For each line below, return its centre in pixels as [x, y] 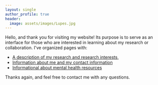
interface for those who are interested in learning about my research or [77, 43]
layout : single [21, 10]
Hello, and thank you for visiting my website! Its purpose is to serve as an [79, 37]
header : [13, 19]
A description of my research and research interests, [66, 57]
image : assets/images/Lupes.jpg [43, 23]
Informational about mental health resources [57, 68]
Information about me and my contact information [62, 62]
